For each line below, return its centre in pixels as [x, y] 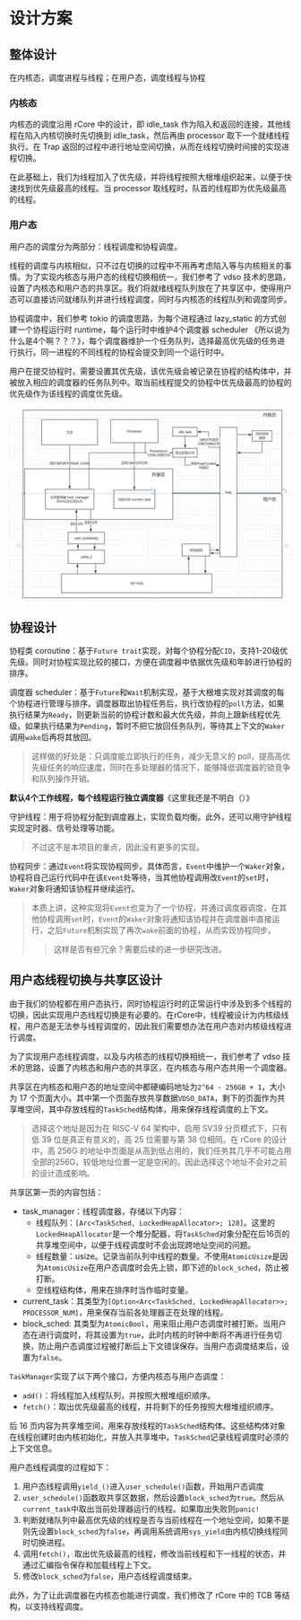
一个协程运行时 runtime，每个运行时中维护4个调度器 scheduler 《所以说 [149, 330]
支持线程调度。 [60, 1606]
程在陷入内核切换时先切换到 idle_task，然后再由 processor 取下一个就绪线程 [149, 136]
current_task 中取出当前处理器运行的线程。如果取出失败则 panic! [141, 1509]
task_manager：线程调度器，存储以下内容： [103, 1211]
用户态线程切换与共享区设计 [86, 980]
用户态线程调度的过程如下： [60, 1467]
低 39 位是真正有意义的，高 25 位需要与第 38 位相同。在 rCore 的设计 [159, 1139]
